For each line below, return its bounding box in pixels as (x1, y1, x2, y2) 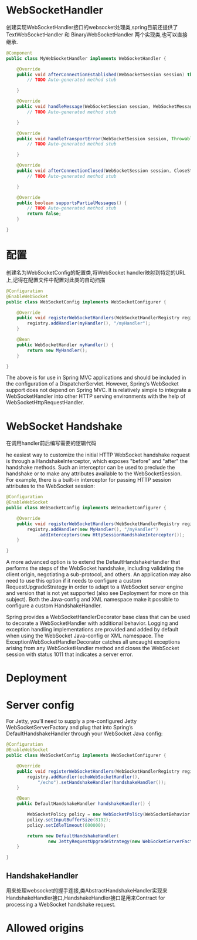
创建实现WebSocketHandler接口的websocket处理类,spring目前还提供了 (6, 23, 178, 31)
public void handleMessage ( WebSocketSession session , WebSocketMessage (16, 104, 195, 110)
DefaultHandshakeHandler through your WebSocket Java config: (6, 730, 163, 737)
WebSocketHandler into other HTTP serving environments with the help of (6, 393, 186, 400)
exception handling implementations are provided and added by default (6, 626, 179, 633)
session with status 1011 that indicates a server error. (6, 651, 134, 658)
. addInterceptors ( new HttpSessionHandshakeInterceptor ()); (37, 532, 185, 537)
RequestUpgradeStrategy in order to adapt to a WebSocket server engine (6, 583, 184, 590)
